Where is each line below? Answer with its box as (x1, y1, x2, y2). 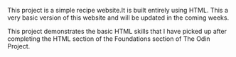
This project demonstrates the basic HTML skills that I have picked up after (7, 27, 227, 35)
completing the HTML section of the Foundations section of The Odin (7, 34, 211, 43)
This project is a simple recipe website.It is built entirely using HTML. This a (7, 6, 229, 14)
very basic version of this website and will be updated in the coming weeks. (7, 13, 230, 22)
